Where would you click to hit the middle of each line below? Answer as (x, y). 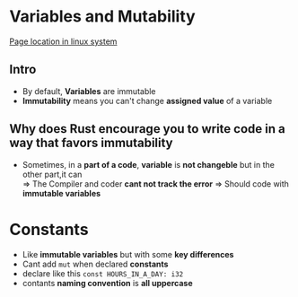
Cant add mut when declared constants (95, 264)
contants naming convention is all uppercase (107, 283)
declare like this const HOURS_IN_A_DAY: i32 (103, 273)
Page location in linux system (63, 41)
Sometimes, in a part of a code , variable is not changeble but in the (149, 164)
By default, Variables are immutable (89, 91)
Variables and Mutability (102, 17)
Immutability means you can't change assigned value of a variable (147, 100)
